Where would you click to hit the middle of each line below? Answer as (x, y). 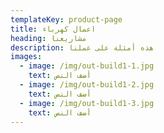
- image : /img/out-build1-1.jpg (87, 66)
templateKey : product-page (66, 19)
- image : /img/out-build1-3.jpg (87, 103)
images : (26, 57)
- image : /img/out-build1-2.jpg (87, 85)
